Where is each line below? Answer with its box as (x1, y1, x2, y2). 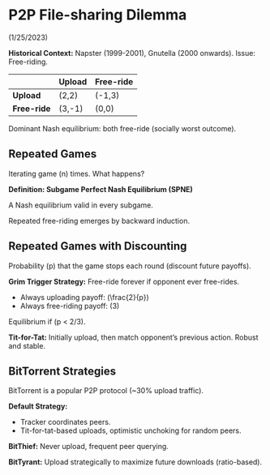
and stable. (8, 340, 46, 350)
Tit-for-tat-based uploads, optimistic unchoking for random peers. (19, 426, 242, 435)
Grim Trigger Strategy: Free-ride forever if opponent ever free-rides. (8, 276, 240, 286)
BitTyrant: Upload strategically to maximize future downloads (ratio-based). (8, 457, 263, 467)
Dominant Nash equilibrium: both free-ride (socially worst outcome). (8, 123, 237, 133)
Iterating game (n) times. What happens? (8, 169, 145, 178)
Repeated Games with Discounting (8, 239, 187, 253)
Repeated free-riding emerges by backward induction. (8, 216, 191, 225)
